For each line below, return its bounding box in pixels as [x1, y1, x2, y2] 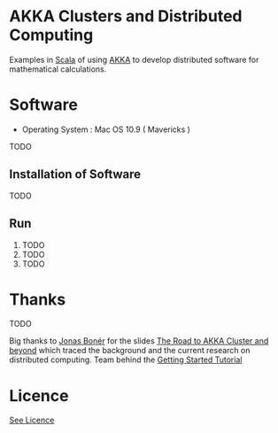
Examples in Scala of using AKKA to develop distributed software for [9, 54, 259, 65]
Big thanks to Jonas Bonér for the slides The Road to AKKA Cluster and [9, 336, 269, 346]
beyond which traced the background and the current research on [9, 345, 251, 356]
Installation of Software [9, 166, 142, 182]
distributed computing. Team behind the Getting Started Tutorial [9, 354, 243, 365]
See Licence [9, 414, 55, 426]
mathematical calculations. [9, 64, 107, 74]
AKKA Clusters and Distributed [9, 6, 243, 27]
